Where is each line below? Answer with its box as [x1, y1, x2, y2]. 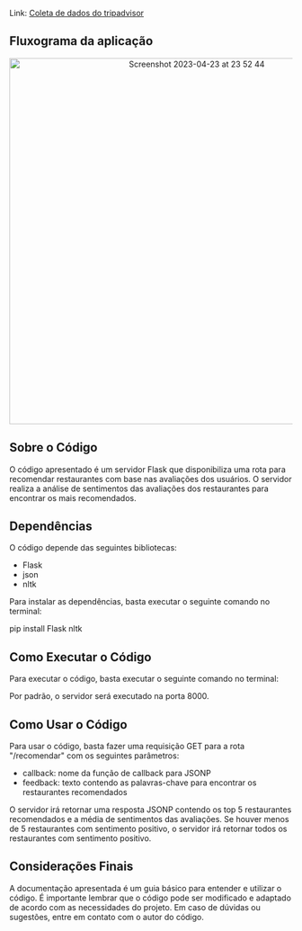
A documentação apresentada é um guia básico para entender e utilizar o [9, 882, 282, 893]
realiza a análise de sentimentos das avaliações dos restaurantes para [9, 483, 270, 494]
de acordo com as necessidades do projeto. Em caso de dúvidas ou [9, 901, 261, 912]
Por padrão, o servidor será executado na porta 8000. [9, 691, 209, 702]
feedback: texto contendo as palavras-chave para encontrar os [22, 777, 257, 788]
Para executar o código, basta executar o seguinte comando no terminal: [9, 674, 280, 685]
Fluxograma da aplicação [9, 33, 154, 49]
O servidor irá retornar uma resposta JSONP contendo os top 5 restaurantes [9, 804, 292, 815]
